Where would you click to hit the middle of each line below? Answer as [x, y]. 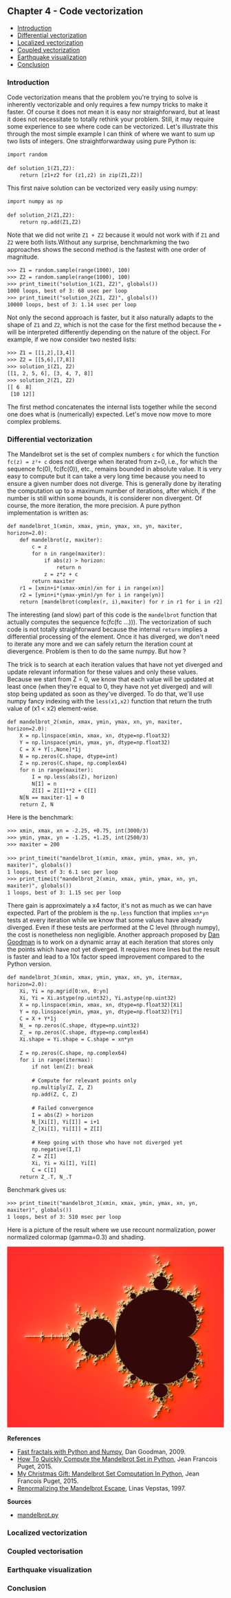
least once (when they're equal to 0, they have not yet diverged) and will [109, 687]
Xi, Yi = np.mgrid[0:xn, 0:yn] [64, 991]
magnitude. [23, 257]
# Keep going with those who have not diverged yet [108, 1143]
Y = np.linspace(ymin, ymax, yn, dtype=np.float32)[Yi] [101, 1012]
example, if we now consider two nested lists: [72, 339]
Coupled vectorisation [45, 1551]
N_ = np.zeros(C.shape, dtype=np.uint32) [79, 1026]
